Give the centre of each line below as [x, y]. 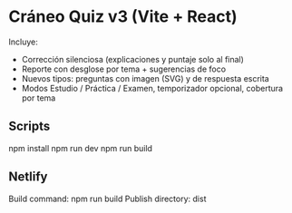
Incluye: [23, 42]
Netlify [28, 177]
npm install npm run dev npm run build [81, 148]
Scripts [29, 126]
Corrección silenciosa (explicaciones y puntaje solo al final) [132, 59]
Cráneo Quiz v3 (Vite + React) [123, 17]
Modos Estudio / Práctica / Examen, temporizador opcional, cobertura [152, 88]
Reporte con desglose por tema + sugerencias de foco [124, 69]
